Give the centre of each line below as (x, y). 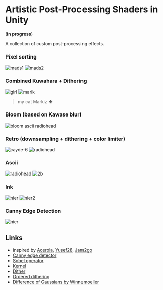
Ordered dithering (31, 276)
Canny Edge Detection (33, 211)
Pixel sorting (21, 56)
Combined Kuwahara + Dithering (46, 81)
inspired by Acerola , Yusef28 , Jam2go (52, 250)
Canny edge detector (34, 255)
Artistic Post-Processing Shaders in (82, 9)
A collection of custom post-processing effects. (55, 43)
